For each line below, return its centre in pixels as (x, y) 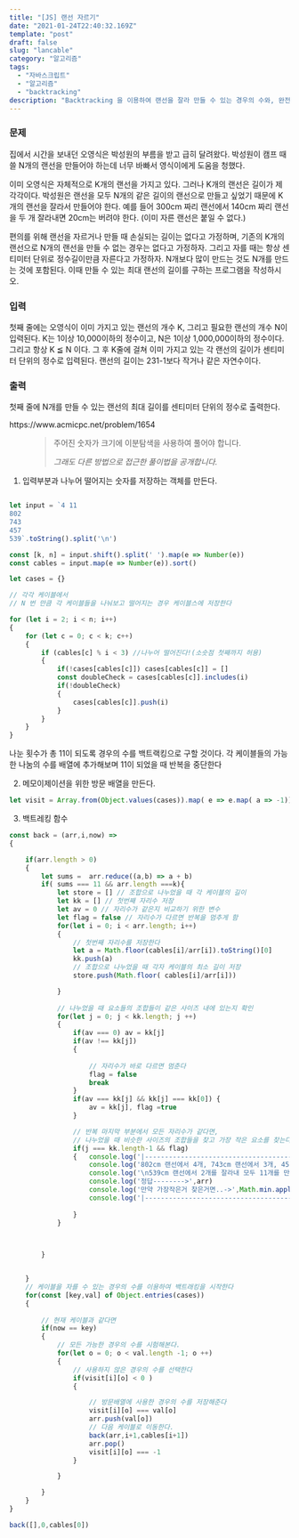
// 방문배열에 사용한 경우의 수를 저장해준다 (158, 1403)
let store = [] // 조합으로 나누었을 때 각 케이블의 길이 (151, 893)
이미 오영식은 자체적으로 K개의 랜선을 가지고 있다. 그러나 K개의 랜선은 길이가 (141, 184)
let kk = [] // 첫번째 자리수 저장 (115, 901)
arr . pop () (107, 1444)
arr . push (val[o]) (121, 1419)
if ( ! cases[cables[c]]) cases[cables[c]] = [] (142, 669)
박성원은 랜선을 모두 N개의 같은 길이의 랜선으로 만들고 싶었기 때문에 (159, 195)
